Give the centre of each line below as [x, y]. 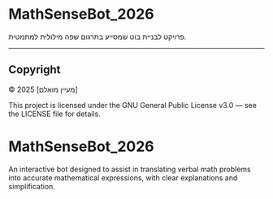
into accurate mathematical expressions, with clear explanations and [123, 177]
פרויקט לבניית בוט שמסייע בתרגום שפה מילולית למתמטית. [97, 37]
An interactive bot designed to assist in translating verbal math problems [130, 169]
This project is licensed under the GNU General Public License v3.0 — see [133, 105]
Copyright [35, 70]
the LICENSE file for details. [55, 114]
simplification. [32, 186]
